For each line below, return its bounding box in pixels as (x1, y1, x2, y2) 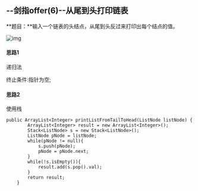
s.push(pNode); (37, 143, 76, 149)
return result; (27, 175, 65, 181)
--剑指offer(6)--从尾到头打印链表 (6, 5, 129, 16)
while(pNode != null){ (27, 138, 84, 144)
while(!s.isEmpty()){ (27, 159, 81, 165)
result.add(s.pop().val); (37, 164, 102, 170)
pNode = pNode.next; (37, 149, 89, 155)
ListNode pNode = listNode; (27, 133, 97, 139)
